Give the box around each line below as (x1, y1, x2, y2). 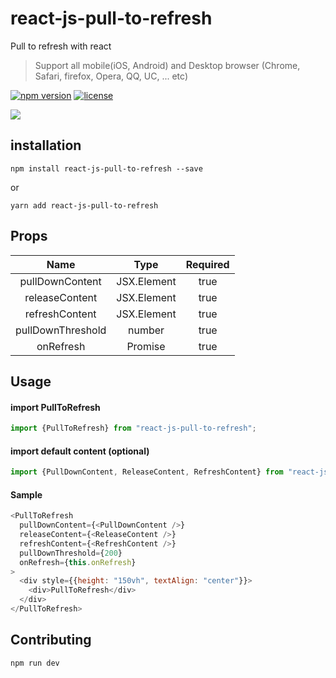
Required (185, 257, 230, 271)
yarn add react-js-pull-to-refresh (10, 200, 159, 211)
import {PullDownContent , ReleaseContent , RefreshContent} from (10, 467, 284, 477)
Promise (126, 339, 166, 353)
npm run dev (10, 658, 60, 668)
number (127, 323, 165, 337)
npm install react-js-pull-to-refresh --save (10, 163, 203, 174)
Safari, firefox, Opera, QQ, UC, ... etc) (34, 70, 188, 82)
